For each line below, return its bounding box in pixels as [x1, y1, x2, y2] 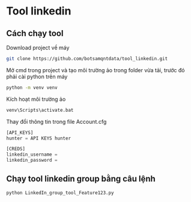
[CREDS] [6, 146, 26, 152]
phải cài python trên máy [6, 73, 68, 80]
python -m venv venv [6, 84, 58, 91]
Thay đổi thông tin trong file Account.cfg [6, 118, 107, 125]
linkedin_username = [6, 151, 58, 158]
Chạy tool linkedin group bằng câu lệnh [6, 174, 156, 184]
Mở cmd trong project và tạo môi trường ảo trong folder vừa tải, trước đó [6, 66, 185, 73]
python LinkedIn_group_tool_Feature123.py [6, 189, 114, 196]
